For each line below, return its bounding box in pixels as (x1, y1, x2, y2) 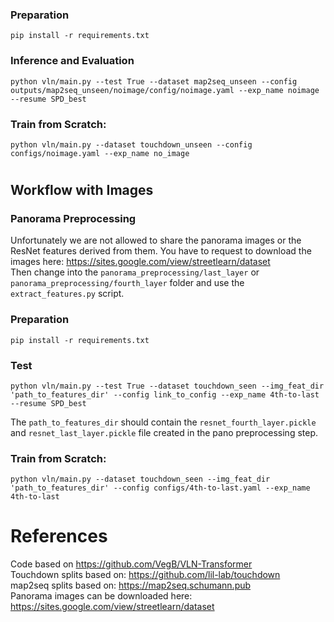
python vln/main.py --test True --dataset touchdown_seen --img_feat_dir (10, 381, 325, 391)
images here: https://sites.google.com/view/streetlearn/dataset (10, 256, 271, 268)
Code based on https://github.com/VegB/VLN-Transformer (10, 558, 253, 570)
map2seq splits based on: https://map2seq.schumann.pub (10, 579, 252, 592)
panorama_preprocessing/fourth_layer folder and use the (10, 277, 245, 289)
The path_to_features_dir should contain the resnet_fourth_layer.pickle (10, 416, 317, 428)
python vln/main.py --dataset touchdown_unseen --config (10, 139, 253, 150)
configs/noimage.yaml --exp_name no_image (10, 148, 190, 158)
